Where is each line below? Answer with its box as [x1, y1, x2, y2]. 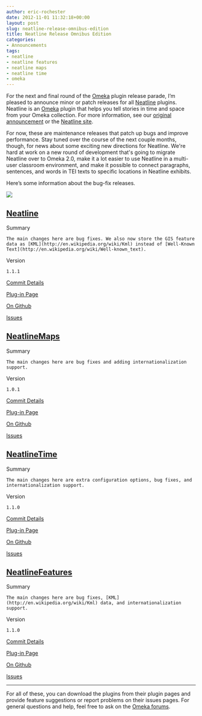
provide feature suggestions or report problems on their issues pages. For [6, 697, 189, 704]
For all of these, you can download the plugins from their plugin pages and [6, 690, 191, 697]
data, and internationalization [100, 600, 182, 606]
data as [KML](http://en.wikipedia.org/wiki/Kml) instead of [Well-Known [6, 241, 195, 247]
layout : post [6, 20, 39, 26]
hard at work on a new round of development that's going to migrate [6, 148, 176, 156]
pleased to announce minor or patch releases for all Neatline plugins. [6, 99, 177, 106]
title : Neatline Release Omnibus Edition [6, 31, 112, 37]
